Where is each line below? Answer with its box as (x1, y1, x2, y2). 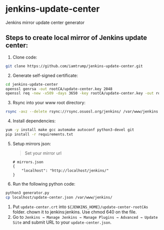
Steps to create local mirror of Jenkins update (5, 34, 147, 42)
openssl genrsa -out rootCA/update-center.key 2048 (5, 86, 112, 91)
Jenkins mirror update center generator (5, 19, 85, 25)
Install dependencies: (12, 118, 56, 124)
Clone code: (12, 54, 37, 60)
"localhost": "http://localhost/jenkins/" (21, 168, 109, 173)
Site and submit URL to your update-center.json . (12, 219, 111, 225)
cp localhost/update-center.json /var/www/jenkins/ (5, 195, 112, 200)
